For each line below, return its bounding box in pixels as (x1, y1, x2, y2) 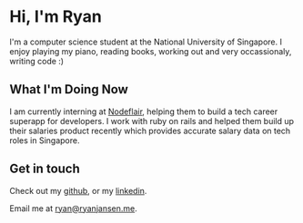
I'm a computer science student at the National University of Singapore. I (9, 36, 282, 47)
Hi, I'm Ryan (9, 6, 102, 27)
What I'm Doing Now (9, 82, 129, 97)
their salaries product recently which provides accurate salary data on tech (9, 125, 291, 136)
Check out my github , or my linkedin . (9, 185, 147, 196)
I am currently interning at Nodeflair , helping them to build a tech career (9, 106, 278, 117)
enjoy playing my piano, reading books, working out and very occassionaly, (9, 45, 292, 56)
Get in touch (9, 161, 80, 177)
